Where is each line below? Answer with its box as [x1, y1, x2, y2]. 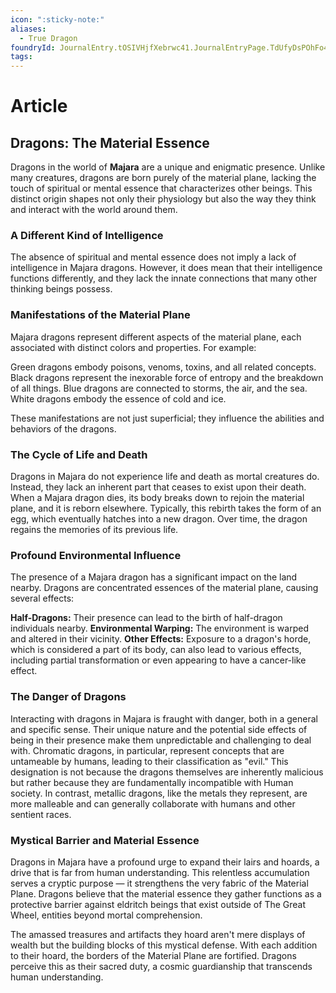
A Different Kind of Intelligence [10, 229, 164, 243]
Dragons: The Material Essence [10, 134, 210, 151]
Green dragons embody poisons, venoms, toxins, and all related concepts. [10, 361, 317, 373]
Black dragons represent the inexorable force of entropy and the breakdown [10, 371, 324, 383]
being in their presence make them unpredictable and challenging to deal [10, 734, 312, 746]
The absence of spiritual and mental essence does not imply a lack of [10, 251, 297, 263]
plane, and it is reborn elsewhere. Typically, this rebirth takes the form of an [10, 502, 322, 515]
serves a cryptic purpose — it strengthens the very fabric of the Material [10, 877, 309, 889]
